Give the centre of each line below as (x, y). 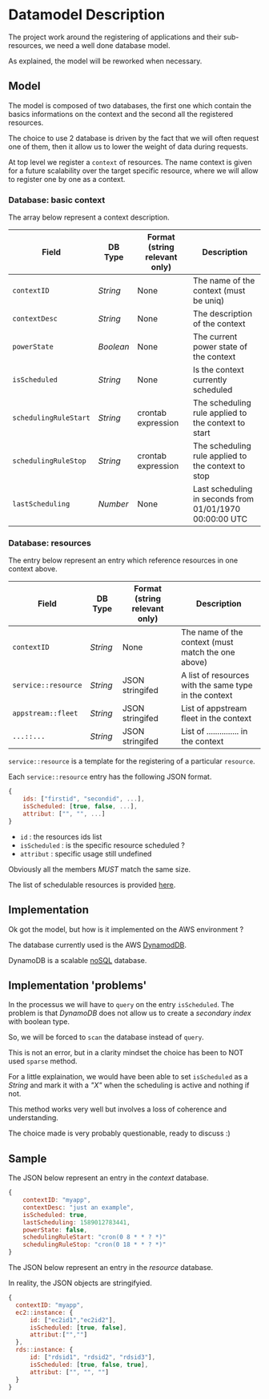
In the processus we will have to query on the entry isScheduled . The (121, 1005)
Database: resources (50, 542)
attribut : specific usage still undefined (86, 853)
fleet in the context (217, 719)
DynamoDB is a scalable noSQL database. (78, 960)
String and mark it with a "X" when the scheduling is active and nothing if (129, 1085)
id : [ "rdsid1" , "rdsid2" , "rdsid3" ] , (92, 1357)
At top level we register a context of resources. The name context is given (130, 162)
